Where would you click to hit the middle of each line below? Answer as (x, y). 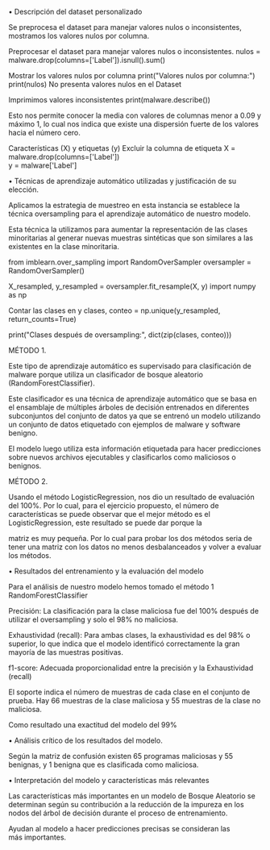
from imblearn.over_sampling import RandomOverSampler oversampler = (130, 262)
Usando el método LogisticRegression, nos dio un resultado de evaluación (132, 497)
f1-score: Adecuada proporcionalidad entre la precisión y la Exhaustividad (131, 668)
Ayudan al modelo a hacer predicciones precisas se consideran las (119, 829)
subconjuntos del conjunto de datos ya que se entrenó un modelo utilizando (135, 416)
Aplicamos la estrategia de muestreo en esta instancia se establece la (124, 205)
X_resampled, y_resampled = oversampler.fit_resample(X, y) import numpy (132, 286)
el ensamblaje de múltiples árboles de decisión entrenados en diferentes (129, 407)
